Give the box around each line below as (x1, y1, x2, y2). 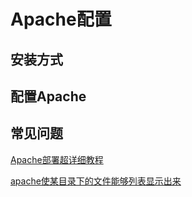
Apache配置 (10, 8, 112, 31)
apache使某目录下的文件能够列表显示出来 (10, 175, 182, 187)
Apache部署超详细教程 (10, 153, 104, 165)
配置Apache (10, 88, 87, 105)
